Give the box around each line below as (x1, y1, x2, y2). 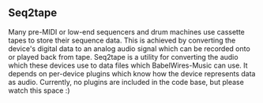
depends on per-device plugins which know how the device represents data (8, 68, 256, 78)
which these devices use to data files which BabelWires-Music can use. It (8, 61, 248, 70)
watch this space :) (8, 86, 70, 95)
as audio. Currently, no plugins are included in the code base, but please (8, 77, 245, 86)
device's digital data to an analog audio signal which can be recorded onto (8, 43, 250, 53)
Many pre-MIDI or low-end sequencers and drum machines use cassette (8, 27, 245, 36)
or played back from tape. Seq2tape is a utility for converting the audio (8, 52, 239, 61)
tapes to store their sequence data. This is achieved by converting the (8, 35, 236, 45)
